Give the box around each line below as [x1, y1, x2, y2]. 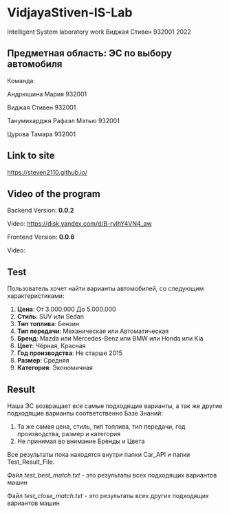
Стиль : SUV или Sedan [17, 312, 85, 321]
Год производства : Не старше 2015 [17, 349, 122, 357]
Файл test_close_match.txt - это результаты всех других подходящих [7, 492, 210, 500]
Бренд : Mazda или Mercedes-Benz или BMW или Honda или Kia [17, 334, 204, 343]
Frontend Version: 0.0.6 [7, 233, 75, 242]
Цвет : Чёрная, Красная [17, 342, 86, 350]
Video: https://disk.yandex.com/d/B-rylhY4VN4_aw [7, 219, 153, 228]
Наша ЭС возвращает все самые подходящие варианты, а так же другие [7, 402, 223, 410]
